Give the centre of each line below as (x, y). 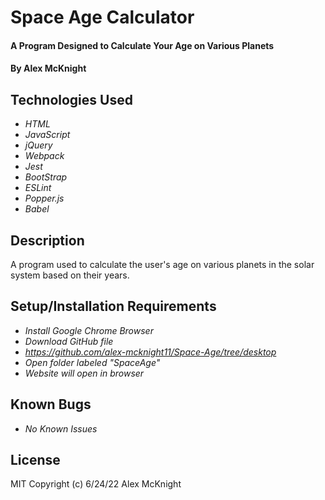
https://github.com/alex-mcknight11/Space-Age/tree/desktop (150, 352)
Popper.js (44, 198)
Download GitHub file (69, 341)
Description (47, 240)
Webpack (44, 156)
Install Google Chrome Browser (89, 330)
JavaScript (47, 135)
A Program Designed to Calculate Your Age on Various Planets (142, 45)
